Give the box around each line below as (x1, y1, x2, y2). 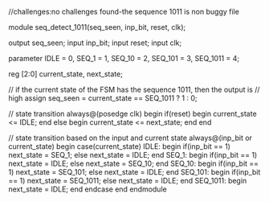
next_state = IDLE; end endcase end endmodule (8, 184, 167, 194)
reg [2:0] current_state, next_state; (8, 69, 123, 79)
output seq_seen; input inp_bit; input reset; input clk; (8, 38, 182, 47)
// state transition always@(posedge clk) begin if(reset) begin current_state (8, 109, 257, 118)
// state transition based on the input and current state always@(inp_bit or (8, 133, 253, 142)
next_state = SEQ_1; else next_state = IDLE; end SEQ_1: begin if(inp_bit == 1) (8, 150, 258, 159)
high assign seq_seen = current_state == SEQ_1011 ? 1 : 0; (8, 93, 198, 103)
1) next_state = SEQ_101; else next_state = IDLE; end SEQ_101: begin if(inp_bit (8, 167, 261, 176)
